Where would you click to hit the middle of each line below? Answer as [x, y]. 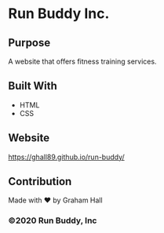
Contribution [40, 182]
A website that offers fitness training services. [82, 61]
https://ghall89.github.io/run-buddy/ [67, 157]
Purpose [29, 43]
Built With [33, 86]
